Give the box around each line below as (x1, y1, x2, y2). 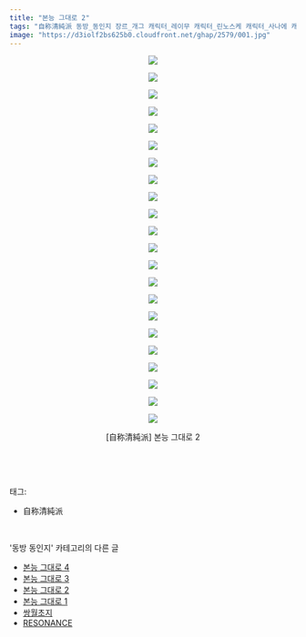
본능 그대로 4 (22, 561, 70, 573)
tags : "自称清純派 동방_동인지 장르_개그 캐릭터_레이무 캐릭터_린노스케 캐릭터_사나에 (9, 22, 288, 31)
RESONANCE (22, 618, 73, 629)
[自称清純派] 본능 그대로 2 (106, 431, 200, 442)
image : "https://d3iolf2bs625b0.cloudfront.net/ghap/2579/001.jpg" (9, 30, 271, 39)
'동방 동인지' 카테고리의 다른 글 (9, 542, 119, 553)
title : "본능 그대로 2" (9, 13, 90, 23)
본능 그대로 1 (22, 596, 68, 607)
